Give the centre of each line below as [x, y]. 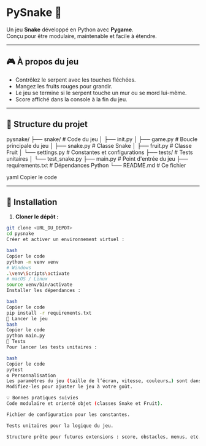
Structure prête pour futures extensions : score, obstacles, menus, [97, 437]
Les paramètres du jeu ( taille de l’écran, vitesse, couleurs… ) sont [97, 381]
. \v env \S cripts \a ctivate [38, 273]
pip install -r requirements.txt [49, 313]
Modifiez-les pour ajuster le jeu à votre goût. [70, 387]
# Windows [19, 267]
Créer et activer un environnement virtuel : [65, 240]
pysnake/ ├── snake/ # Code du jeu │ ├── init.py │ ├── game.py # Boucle [102, 139]
